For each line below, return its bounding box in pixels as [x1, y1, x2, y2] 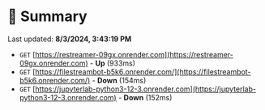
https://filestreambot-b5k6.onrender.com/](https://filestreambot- [35, 66, 251, 76]
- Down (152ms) [118, 92, 173, 102]
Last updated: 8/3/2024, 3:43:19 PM [7, 34, 132, 44]
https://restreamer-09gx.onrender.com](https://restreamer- [35, 49, 234, 59]
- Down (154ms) [92, 75, 147, 85]
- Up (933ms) [89, 58, 135, 68]
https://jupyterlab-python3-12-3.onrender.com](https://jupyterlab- [35, 84, 257, 94]
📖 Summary [7, 7, 88, 26]
